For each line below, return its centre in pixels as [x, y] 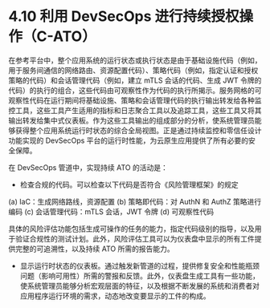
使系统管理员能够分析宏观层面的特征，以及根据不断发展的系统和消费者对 [139, 286]
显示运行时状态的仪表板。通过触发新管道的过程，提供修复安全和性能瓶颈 [139, 265]
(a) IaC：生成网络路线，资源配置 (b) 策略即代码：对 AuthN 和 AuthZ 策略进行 [135, 201]
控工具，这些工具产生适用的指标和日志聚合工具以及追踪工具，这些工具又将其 [135, 110]
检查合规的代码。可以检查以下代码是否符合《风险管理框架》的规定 [129, 184]
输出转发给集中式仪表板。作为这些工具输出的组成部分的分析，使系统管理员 [131, 120]
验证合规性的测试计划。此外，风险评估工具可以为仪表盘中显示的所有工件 [135, 238]
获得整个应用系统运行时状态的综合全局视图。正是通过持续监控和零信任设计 [138, 130]
